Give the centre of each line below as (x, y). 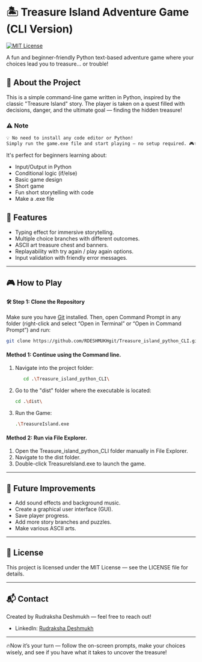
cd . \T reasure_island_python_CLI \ (66, 379)
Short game (29, 186)
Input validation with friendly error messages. (71, 257)
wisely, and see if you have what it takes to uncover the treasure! (87, 652)
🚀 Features (27, 218)
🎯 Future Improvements (51, 488)
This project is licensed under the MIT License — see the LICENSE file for (97, 567)
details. (15, 574)
